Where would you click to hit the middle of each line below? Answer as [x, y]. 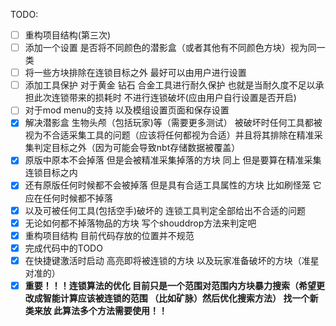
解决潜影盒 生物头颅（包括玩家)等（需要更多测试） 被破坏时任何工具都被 [173, 123]
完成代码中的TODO [63, 248]
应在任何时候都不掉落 [68, 198]
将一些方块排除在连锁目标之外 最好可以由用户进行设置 [135, 73]
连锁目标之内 [51, 173]
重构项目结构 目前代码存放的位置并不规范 [109, 235]
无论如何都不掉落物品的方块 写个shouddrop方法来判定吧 [140, 223]
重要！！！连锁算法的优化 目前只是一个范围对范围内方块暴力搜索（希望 [170, 285]
